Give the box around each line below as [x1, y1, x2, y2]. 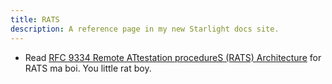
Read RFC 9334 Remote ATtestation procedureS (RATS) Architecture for [24, 51, 322, 63]
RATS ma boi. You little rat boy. [24, 62, 152, 74]
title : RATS [10, 14, 60, 25]
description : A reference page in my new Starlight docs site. [10, 24, 280, 34]
